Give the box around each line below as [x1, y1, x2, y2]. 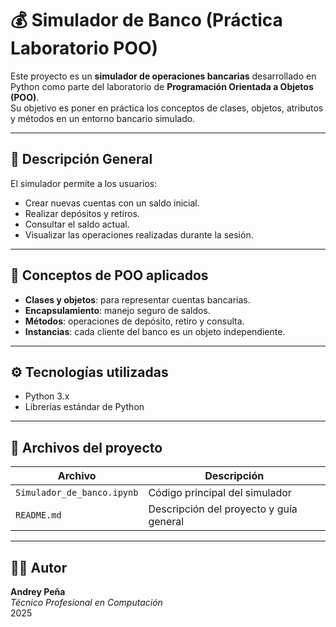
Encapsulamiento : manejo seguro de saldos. [24, 304, 211, 316]
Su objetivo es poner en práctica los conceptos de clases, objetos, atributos [10, 102, 324, 114]
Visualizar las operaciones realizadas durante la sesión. [24, 228, 254, 241]
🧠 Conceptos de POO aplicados [10, 267, 209, 284]
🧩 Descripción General [10, 151, 153, 168]
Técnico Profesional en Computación [10, 597, 163, 608]
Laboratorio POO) [10, 37, 159, 60]
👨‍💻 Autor [10, 559, 68, 576]
